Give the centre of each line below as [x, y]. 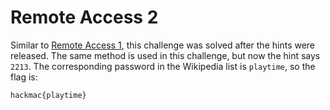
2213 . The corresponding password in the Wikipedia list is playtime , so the [163, 66]
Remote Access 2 [84, 17]
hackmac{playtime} [48, 95]
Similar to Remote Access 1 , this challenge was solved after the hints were [163, 45]
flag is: [24, 77]
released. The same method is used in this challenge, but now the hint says [165, 55]
